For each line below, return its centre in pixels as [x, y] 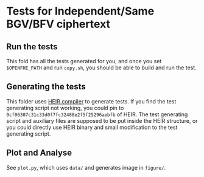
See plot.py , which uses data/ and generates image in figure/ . [86, 167]
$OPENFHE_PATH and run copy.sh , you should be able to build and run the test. [101, 68]
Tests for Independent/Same [80, 11]
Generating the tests [46, 87]
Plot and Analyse [39, 153]
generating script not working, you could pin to [65, 108]
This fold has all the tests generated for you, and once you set [84, 61]
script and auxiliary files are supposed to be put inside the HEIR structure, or [102, 120]
